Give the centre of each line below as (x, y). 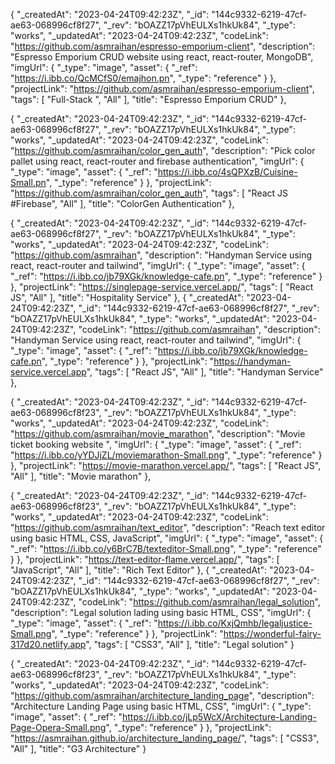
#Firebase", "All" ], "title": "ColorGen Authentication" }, (122, 203)
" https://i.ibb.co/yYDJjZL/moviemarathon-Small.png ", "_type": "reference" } (166, 455)
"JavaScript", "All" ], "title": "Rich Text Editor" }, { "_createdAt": (139, 570)
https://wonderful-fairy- (272, 633)
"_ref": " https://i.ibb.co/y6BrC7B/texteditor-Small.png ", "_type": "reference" (166, 548)
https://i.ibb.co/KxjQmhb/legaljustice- (235, 623)
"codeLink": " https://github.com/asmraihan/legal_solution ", (199, 602)
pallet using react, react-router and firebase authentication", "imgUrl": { (157, 161)
